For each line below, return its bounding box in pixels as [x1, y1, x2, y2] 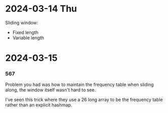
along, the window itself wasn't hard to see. [5, 87, 96, 93]
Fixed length [12, 29, 39, 35]
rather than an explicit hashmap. [5, 102, 72, 108]
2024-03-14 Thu [5, 3, 77, 15]
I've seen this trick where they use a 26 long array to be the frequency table [5, 96, 163, 103]
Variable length [12, 35, 44, 41]
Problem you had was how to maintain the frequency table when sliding [5, 81, 154, 88]
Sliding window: [5, 20, 38, 26]
